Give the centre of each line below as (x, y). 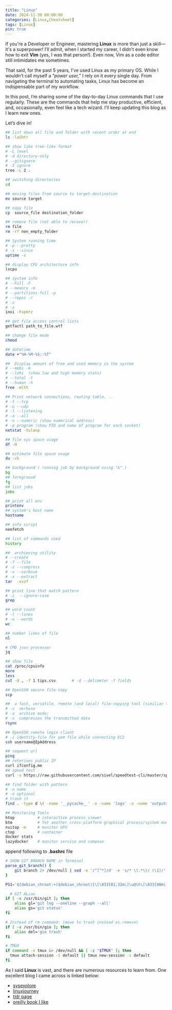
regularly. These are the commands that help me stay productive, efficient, (84, 102)
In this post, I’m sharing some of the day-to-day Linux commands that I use (84, 97)
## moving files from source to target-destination (61, 194)
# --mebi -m (18, 369)
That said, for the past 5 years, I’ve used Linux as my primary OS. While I (82, 71)
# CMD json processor (28, 647)
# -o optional (20, 794)
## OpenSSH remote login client (40, 732)
